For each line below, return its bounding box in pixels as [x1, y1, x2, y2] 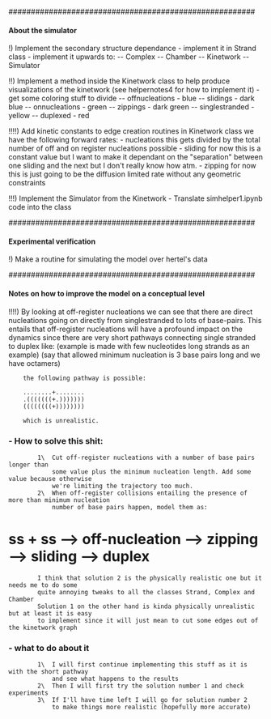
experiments [8, 689, 49, 697]
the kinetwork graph [8, 623, 78, 632]
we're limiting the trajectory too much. [51, 482, 194, 490]
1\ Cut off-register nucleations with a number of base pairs [37, 453, 255, 462]
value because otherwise [8, 474, 92, 483]
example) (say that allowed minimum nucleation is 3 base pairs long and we [8, 350, 260, 359]
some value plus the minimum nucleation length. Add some [51, 467, 252, 476]
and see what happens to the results [51, 675, 180, 683]
